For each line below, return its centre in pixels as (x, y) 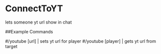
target (11, 46)
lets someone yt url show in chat (39, 22)
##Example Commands (29, 31)
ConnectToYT (34, 9)
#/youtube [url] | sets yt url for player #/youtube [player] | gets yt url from (80, 41)
